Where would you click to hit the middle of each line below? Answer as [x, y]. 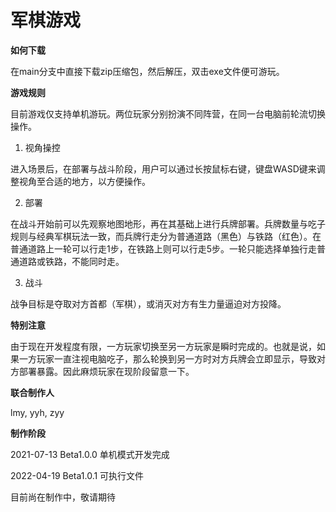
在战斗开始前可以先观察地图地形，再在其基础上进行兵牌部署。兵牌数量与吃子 [168, 223]
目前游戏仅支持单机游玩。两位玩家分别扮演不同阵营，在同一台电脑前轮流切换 [168, 113]
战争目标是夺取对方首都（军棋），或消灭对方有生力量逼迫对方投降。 [148, 303]
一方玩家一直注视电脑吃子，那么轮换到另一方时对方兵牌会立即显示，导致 [167, 358]
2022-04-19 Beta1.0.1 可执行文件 [77, 475]
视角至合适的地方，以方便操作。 [84, 181]
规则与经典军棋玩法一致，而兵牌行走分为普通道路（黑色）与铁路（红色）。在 [166, 236]
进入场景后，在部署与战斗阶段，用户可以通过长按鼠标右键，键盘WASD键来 [163, 168]
